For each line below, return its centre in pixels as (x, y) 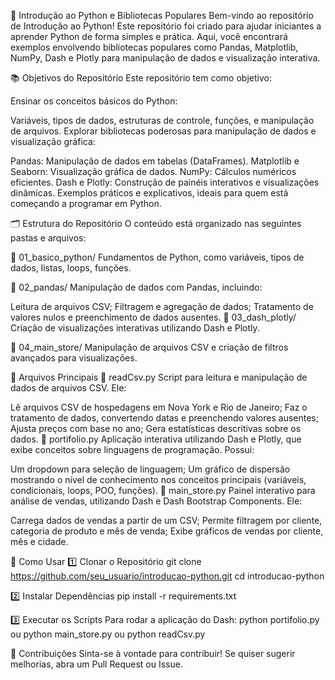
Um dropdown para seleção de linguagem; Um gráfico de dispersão (150, 469)
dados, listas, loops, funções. (71, 268)
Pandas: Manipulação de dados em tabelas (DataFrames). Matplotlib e (155, 161)
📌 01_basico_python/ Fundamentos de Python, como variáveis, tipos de (157, 257)
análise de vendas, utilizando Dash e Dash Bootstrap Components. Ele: (156, 501)
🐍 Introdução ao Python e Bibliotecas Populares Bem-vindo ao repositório (162, 15)
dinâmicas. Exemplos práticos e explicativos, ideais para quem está (149, 193)
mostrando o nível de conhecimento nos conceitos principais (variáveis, (158, 479)
